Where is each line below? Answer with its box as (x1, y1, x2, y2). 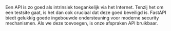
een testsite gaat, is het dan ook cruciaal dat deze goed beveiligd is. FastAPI (5, 9, 166, 15)
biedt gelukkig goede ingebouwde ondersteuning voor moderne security (5, 15, 159, 20)
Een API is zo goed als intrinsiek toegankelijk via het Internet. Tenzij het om (5, 4, 164, 10)
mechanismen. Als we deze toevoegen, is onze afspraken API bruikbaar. (5, 20, 158, 26)
